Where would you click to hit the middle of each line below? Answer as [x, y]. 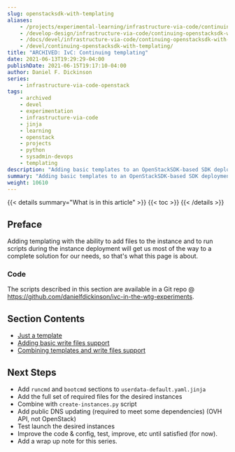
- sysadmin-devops [47, 157]
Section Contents [46, 319]
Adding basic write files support [63, 343]
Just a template [40, 335]
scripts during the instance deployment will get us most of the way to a [109, 249]
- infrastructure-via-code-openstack [75, 85]
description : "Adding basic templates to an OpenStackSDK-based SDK [109, 169]
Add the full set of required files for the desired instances [100, 397]
